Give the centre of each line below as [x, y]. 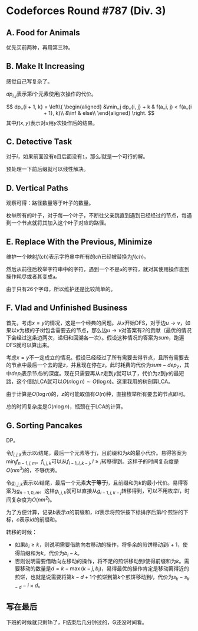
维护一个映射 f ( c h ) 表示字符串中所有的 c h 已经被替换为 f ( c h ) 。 [77, 257]
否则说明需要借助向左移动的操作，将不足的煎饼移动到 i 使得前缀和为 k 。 [99, 561]
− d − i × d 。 [29, 586]
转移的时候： [22, 532]
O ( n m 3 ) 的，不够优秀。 [33, 470]
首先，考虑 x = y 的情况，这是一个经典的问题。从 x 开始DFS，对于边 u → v [93, 323]
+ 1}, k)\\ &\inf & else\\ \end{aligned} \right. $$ [99, 113]
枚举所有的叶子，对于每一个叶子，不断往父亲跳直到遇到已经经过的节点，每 [96, 216]
